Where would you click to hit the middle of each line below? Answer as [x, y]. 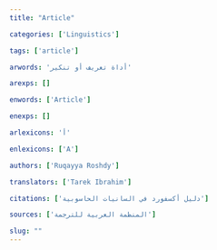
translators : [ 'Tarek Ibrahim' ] [70, 182]
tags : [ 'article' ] [44, 51]
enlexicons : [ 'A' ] [44, 149]
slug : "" [26, 231]
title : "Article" [42, 18]
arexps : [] [30, 84]
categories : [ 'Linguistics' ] [64, 34]
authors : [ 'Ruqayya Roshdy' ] [64, 165]
